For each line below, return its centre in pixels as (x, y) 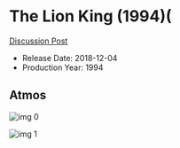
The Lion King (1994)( (90, 16)
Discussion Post (39, 41)
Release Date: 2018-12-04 (70, 58)
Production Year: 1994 (63, 67)
